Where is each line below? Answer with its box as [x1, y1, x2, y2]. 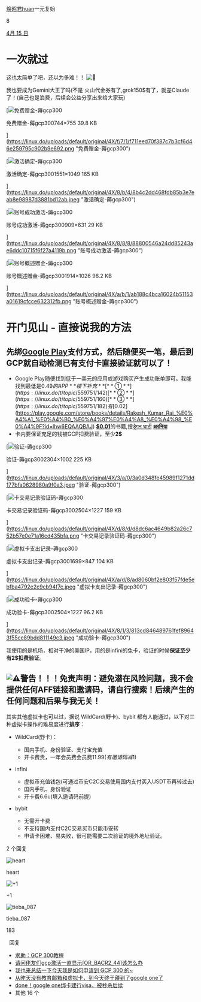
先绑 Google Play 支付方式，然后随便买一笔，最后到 [6, 346, 193, 357]
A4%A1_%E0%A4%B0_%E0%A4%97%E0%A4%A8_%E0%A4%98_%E [14, 415, 193, 422]
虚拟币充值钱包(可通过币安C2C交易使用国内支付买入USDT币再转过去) [23, 778, 194, 785]
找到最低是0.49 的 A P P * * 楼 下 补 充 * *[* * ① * [14, 382, 126, 390]
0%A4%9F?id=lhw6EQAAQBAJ [14, 422, 93, 430]
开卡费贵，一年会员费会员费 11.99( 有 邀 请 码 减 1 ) [23, 753, 137, 760]
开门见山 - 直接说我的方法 [6, 321, 132, 334]
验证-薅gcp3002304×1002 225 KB [6, 455, 92, 463]
